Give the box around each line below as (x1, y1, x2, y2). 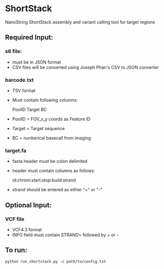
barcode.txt (5, 76, 34, 83)
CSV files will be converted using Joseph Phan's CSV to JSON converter (12, 64, 159, 70)
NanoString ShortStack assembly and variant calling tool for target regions (5, 19, 155, 25)
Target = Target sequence (12, 125, 65, 131)
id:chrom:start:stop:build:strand (12, 177, 76, 183)
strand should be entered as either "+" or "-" (12, 187, 103, 193)
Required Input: (5, 33, 53, 42)
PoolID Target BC (12, 106, 47, 112)
